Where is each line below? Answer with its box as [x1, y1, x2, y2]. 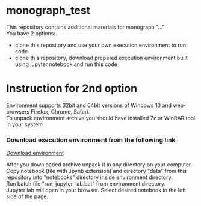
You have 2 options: [6, 29, 56, 37]
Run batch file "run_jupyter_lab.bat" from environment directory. [6, 180, 166, 187]
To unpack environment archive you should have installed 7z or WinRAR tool [6, 114, 196, 121]
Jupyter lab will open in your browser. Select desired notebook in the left [6, 187, 187, 194]
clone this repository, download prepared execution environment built [14, 54, 188, 61]
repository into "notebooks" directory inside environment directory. [6, 174, 173, 181]
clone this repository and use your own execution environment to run [14, 41, 187, 49]
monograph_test [6, 4, 91, 17]
